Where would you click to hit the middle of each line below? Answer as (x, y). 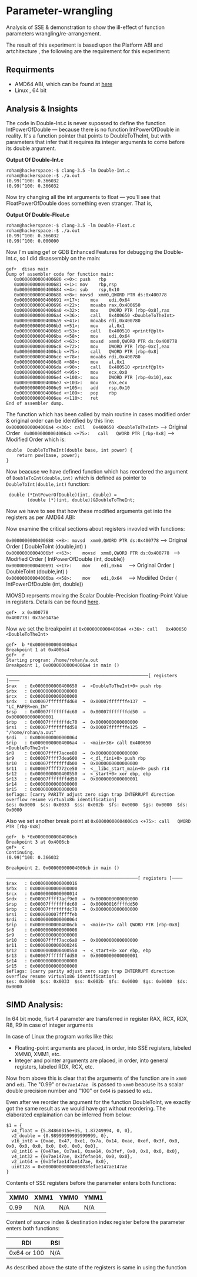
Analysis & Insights (42, 109)
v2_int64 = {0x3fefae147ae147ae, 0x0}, (60, 1162)
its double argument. (31, 148)
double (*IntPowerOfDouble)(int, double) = (63, 495)
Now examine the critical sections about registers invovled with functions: (96, 528)
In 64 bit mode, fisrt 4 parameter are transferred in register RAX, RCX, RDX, (97, 1019)
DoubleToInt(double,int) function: (48, 484)
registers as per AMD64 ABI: (41, 517)
